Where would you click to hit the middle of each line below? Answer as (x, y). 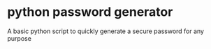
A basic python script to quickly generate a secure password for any (106, 31)
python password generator (90, 12)
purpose (19, 38)
